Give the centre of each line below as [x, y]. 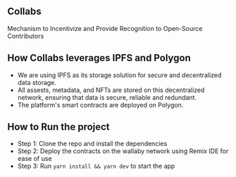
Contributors [26, 36]
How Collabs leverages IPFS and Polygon [99, 58]
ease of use [35, 159]
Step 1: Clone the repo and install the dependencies [92, 144]
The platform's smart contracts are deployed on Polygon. [100, 105]
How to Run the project [59, 127]
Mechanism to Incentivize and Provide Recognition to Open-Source [105, 28]
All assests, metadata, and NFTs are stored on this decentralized [111, 90]
